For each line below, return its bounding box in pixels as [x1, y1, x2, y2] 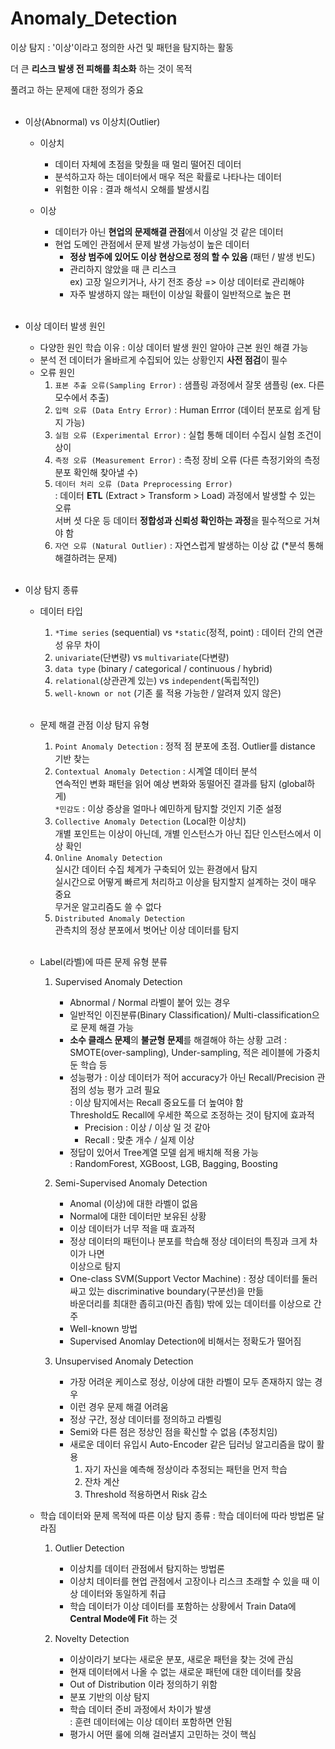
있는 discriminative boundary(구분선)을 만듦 [88, 1285, 264, 1297]
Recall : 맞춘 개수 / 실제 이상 [84, 1133, 195, 1146]
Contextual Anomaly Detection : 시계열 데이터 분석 [54, 765, 258, 777]
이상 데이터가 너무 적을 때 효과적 [69, 1222, 196, 1234]
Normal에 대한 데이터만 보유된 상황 [69, 1210, 207, 1222]
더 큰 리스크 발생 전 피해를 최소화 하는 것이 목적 [10, 62, 193, 74]
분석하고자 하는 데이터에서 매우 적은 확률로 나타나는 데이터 [54, 170, 282, 182]
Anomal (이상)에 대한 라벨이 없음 [69, 1197, 198, 1209]
